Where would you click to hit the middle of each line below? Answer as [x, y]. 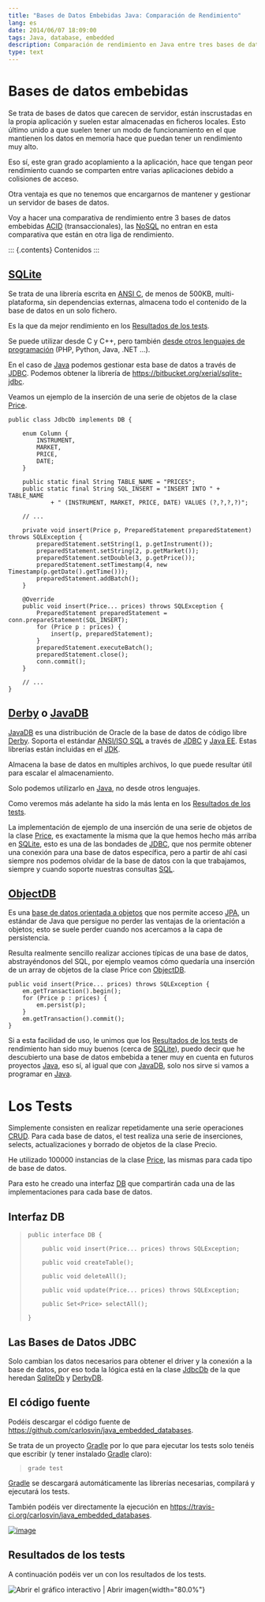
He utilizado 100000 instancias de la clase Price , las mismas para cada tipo [130, 1160]
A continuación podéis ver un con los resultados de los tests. [107, 1574]
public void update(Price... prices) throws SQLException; [141, 1291]
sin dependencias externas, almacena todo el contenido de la [147, 302]
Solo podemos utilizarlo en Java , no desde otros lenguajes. [104, 788]
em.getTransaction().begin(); [72, 992]
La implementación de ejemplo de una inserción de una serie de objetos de [130, 827]
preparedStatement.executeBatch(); [95, 647]
